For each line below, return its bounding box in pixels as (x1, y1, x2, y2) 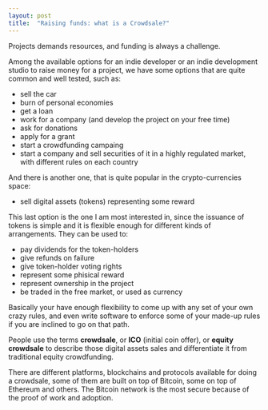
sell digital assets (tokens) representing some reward (19, 197, 195, 206)
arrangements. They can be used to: (8, 229, 129, 238)
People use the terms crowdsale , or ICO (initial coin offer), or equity (8, 335, 234, 344)
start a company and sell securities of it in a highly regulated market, (19, 149, 246, 158)
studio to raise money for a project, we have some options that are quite (8, 65, 246, 74)
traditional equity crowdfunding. (8, 352, 114, 361)
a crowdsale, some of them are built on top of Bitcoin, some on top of (8, 376, 237, 385)
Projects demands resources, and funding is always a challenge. (8, 41, 221, 50)
